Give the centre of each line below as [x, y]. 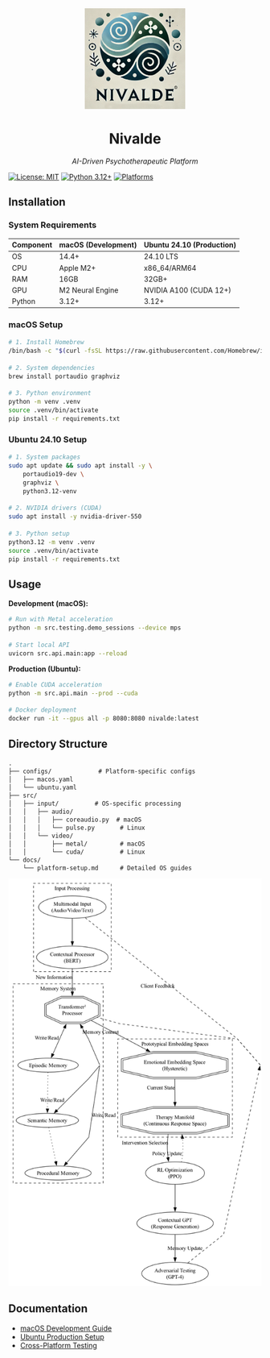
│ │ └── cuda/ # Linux [77, 852]
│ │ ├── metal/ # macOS [77, 844]
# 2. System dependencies [51, 368]
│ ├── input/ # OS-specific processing [95, 804]
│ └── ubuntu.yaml [43, 787]
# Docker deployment [43, 710]
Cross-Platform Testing [59, 1345]
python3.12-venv [50, 491]
